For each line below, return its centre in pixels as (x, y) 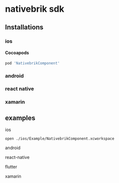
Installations (24, 27)
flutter (11, 167)
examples (20, 118)
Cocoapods (17, 53)
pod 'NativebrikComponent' (32, 63)
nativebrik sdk (35, 9)
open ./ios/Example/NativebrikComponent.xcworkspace (60, 139)
